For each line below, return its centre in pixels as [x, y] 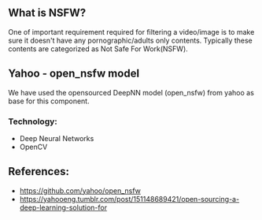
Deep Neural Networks [57, 138]
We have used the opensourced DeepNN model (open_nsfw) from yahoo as [131, 92]
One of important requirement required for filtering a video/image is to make [131, 32]
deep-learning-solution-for [63, 207]
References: [39, 172]
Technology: [33, 121]
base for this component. [49, 101]
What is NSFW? [47, 13]
